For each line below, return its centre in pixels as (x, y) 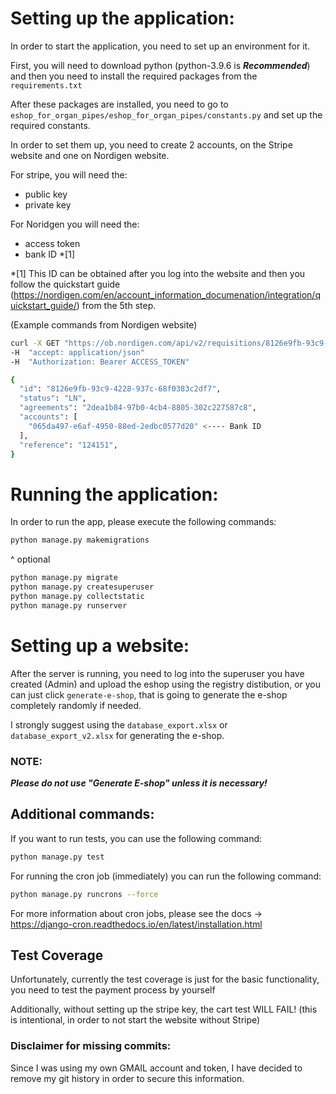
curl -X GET (35, 343)
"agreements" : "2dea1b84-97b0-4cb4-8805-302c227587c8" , (138, 408)
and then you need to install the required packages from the (134, 76)
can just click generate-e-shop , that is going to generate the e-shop (149, 694)
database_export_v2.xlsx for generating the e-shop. (117, 735)
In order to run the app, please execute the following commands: (143, 522)
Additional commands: (82, 814)
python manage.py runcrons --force (84, 894)
